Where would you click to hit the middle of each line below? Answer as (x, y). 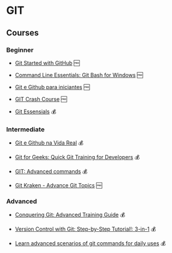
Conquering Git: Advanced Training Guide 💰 (70, 215)
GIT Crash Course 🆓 (41, 99)
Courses (23, 33)
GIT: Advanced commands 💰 (51, 172)
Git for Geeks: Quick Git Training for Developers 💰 (77, 157)
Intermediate (26, 129)
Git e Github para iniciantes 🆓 (52, 87)
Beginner (20, 50)
